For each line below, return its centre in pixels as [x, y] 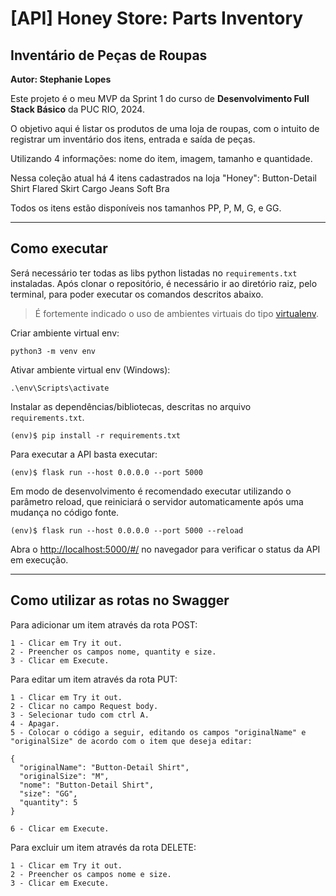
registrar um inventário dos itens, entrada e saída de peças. [133, 139]
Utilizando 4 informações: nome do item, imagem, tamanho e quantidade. [161, 158]
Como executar [59, 248]
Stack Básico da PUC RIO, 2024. [77, 109]
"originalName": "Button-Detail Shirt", [104, 767]
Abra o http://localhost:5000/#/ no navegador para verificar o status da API [165, 549]
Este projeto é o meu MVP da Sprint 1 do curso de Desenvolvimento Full [160, 98]
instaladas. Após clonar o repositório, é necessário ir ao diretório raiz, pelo [164, 283]
